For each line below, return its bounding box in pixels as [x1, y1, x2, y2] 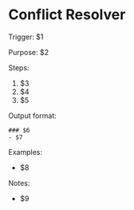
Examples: [8, 147, 42, 157]
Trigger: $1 [8, 32, 44, 42]
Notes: [8, 178, 30, 188]
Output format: [8, 110, 57, 121]
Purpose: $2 [8, 47, 49, 57]
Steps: [8, 62, 30, 73]
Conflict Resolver [8, 6, 126, 24]
